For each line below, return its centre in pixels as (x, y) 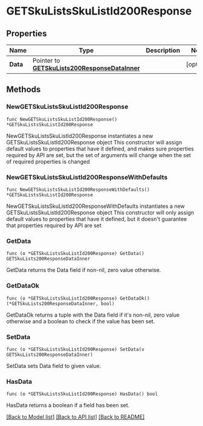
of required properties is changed (48, 161)
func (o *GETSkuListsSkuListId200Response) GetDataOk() (78, 298)
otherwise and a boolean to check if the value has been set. (81, 321)
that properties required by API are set (54, 225)
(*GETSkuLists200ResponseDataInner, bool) (60, 303)
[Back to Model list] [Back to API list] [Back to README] (76, 417)
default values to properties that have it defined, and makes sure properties (100, 149)
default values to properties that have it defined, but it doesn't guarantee (97, 219)
